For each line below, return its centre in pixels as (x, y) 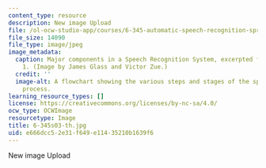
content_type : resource (47, 15)
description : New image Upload (60, 23)
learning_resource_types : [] (56, 96)
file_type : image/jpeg (46, 45)
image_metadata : (35, 52)
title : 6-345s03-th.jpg (47, 125)
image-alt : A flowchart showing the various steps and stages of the (132, 81)
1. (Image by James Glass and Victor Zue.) (95, 67)
